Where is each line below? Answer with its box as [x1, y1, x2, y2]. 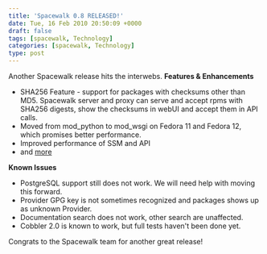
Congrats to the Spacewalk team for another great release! [8, 237, 203, 246]
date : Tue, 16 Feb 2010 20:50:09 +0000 [8, 19, 142, 27]
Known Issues [8, 163, 57, 172]
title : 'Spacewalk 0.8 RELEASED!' [8, 11, 125, 20]
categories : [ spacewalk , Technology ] [8, 42, 135, 50]
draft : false [8, 27, 52, 35]
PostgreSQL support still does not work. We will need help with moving [19, 178, 256, 188]
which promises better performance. [19, 130, 142, 139]
